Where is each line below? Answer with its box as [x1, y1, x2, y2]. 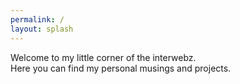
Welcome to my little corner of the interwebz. [10, 51, 197, 63]
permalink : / [10, 14, 65, 25]
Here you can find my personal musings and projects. [10, 62, 232, 74]
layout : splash [10, 24, 74, 34]
